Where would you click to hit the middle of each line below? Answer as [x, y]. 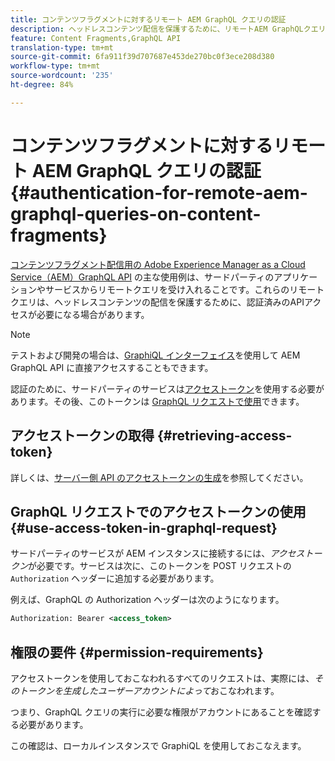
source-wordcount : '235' [62, 76]
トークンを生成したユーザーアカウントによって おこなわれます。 [149, 690]
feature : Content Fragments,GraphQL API [96, 38]
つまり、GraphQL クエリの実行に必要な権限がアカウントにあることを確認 [161, 712]
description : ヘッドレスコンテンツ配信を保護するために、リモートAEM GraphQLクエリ [168, 29]
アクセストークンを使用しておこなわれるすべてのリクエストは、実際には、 [162, 678]
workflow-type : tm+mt [55, 66]
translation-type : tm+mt [62, 47]
